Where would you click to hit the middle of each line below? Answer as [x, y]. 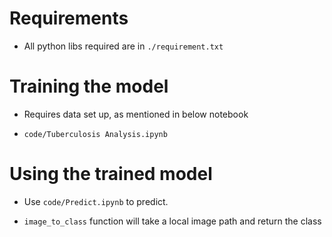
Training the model [89, 86]
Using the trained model [111, 174]
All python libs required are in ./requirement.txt [123, 46]
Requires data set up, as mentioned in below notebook [136, 114]
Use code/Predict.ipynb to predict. [96, 201]
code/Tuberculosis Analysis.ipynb [95, 134]
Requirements [69, 18]
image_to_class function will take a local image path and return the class [172, 221]
